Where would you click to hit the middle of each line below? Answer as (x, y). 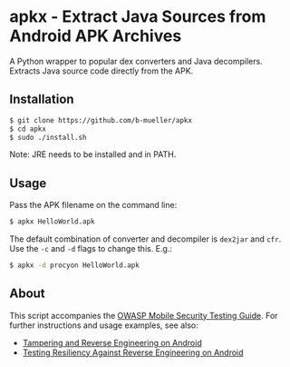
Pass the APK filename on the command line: (93, 205)
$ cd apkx (28, 129)
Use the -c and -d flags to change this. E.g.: (91, 249)
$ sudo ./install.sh (48, 137)
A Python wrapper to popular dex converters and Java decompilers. (136, 61)
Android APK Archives (96, 36)
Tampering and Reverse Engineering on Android (112, 342)
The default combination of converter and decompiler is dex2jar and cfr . (145, 239)
